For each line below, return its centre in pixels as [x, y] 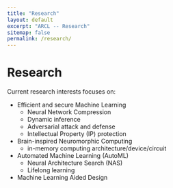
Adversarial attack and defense [71, 126]
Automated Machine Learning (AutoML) [72, 156]
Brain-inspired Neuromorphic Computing [75, 142]
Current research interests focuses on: [62, 92]
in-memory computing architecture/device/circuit [97, 148]
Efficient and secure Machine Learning [71, 105]
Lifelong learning [51, 170]
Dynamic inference [54, 120]
